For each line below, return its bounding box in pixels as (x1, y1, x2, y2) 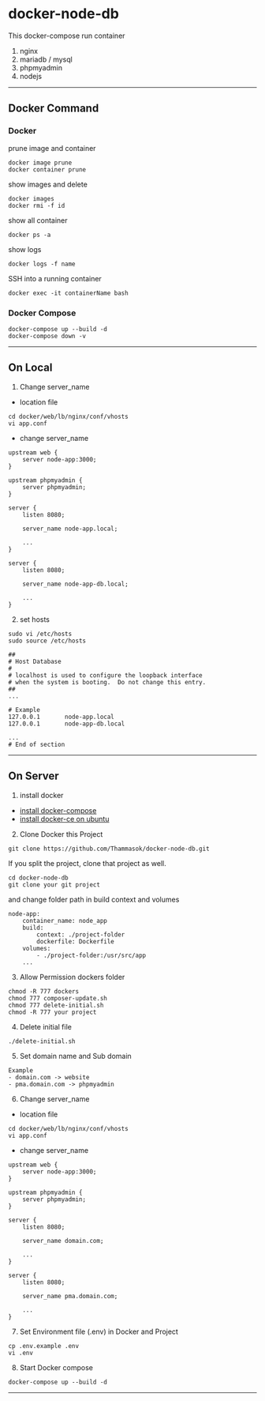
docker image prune (8, 159, 73, 167)
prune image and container (8, 143, 96, 153)
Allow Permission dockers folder (19, 972, 125, 981)
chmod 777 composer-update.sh (8, 994, 108, 1002)
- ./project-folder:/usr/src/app (36, 951, 147, 959)
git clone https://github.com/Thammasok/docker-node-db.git (8, 845, 211, 853)
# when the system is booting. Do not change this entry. (8, 678, 207, 686)
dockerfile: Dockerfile (36, 937, 114, 945)
